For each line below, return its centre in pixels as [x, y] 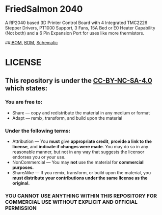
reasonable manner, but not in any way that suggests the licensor [78, 152]
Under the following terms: [38, 131]
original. [21, 183]
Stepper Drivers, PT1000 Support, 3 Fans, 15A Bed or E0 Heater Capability [80, 27]
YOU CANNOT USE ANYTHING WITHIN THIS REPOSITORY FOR [81, 196]
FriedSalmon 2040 [44, 9]
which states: [26, 88]
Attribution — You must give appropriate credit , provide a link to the [82, 141]
